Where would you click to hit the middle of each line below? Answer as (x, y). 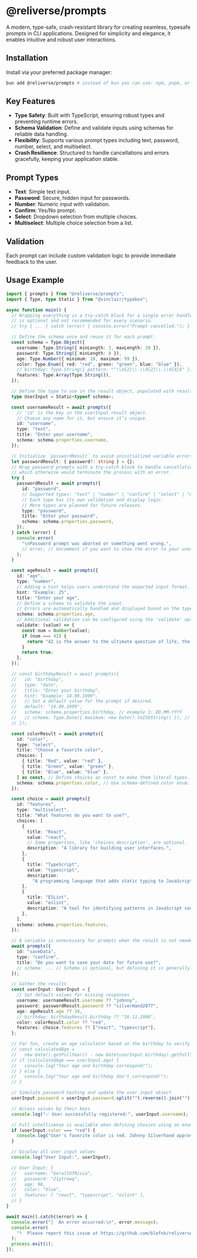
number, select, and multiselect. (53, 147)
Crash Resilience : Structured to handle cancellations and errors (92, 153)
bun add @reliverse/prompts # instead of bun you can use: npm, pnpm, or (98, 83)
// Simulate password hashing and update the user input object (91, 1093)
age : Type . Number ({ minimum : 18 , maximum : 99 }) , (79, 359)
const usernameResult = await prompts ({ (61, 407)
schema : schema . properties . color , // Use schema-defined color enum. (103, 783)
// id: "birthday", (38, 679)
